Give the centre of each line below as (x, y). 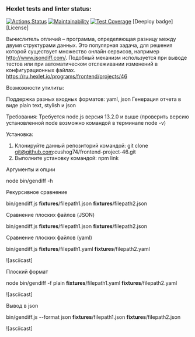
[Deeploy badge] (153, 22)
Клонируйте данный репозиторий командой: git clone (81, 146)
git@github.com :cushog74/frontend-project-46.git (75, 152)
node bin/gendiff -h (30, 181)
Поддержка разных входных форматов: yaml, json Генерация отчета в (94, 99)
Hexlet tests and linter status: (49, 9)
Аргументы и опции (31, 169)
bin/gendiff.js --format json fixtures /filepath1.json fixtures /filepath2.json (93, 317)
